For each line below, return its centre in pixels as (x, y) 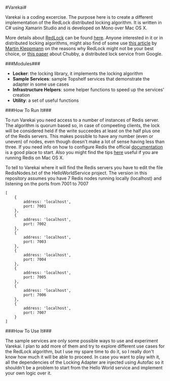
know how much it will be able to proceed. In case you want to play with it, (83, 357)
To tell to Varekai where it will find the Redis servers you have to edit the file (84, 167)
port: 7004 (35, 259)
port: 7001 (35, 206)
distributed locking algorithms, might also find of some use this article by (81, 43)
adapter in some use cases (41, 84)
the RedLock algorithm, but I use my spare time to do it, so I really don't (80, 351)
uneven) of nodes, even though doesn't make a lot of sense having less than (85, 142)
